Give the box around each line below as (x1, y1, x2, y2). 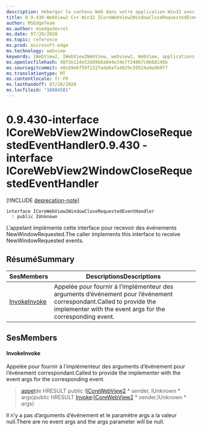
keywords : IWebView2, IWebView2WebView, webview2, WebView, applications (6, 53, 195, 60)
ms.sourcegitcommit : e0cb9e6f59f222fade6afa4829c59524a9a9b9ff (6, 64, 168, 71)
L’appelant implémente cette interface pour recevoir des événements (6, 224, 177, 231)
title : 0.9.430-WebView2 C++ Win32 (6, 14, 96, 20)
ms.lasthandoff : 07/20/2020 (6, 82, 77, 88)
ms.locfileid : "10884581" (6, 87, 71, 93)
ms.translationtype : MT (6, 70, 66, 76)
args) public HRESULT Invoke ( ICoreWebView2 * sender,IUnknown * (20, 394, 187, 401)
